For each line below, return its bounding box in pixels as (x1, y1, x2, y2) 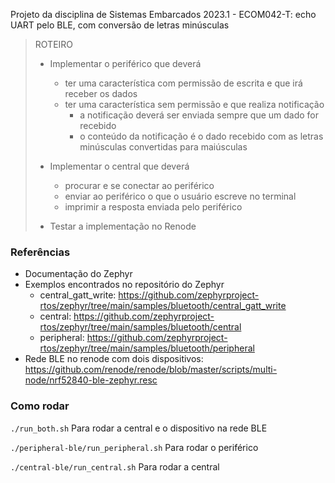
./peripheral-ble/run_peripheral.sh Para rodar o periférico (10, 441, 259, 453)
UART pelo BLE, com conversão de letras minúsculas (10, 19, 230, 31)
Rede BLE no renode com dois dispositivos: (24, 353, 204, 365)
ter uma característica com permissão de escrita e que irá (64, 77, 303, 89)
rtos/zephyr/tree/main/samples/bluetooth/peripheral (39, 342, 255, 354)
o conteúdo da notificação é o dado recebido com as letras (79, 130, 324, 142)
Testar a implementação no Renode (49, 220, 197, 232)
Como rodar (10, 399, 70, 413)
